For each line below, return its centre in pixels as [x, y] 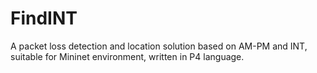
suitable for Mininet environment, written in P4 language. [127, 56]
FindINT [44, 18]
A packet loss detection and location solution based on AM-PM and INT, [159, 46]
